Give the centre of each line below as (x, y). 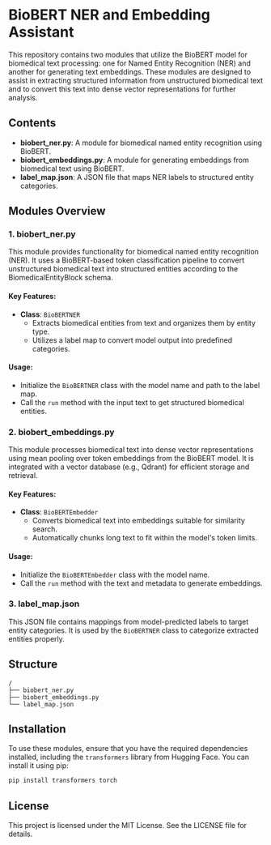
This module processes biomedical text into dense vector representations (131, 450)
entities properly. (36, 638)
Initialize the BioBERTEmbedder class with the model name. (115, 574)
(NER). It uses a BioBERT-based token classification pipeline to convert (127, 260)
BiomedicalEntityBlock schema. (61, 278)
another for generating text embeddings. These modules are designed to (130, 71)
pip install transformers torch (63, 781)
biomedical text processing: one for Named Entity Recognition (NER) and (129, 63)
